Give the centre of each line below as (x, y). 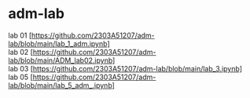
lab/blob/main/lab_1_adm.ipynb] (59, 43)
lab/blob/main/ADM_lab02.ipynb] (62, 60)
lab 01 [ (20, 35)
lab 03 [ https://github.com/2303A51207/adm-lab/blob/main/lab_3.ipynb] (125, 68)
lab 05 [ (20, 77)
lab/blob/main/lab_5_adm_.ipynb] (62, 85)
